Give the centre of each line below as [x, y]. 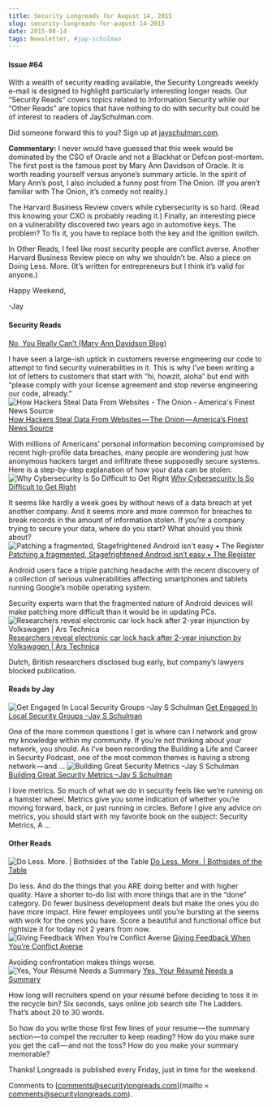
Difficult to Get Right [42, 486]
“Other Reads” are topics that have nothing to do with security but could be [134, 108]
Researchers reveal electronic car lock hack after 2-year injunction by [125, 638]
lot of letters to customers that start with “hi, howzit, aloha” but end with [129, 376]
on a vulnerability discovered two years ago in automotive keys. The [123, 225]
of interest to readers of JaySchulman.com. [81, 117]
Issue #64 [26, 64]
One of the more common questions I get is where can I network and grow [133, 731]
